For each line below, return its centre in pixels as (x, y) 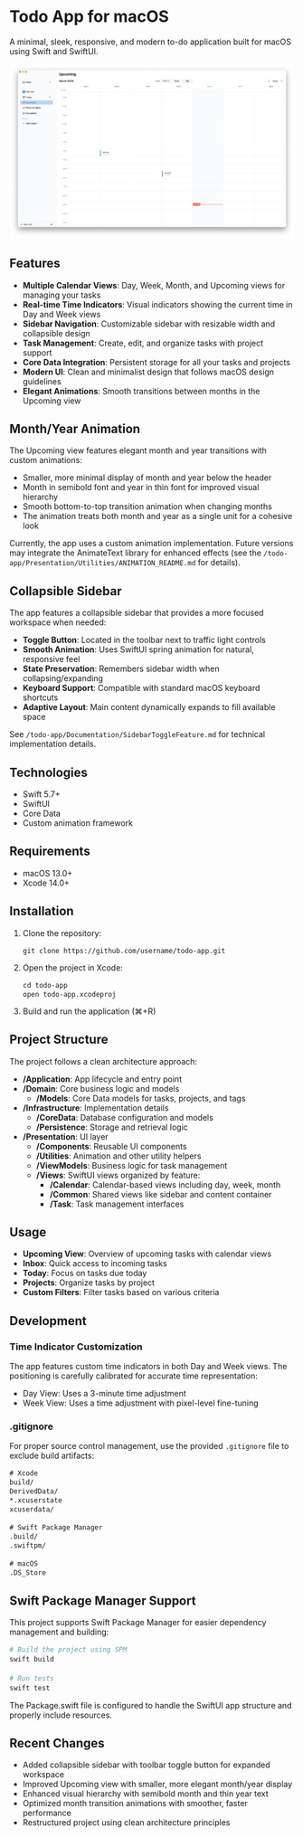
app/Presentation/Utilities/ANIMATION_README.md (103, 563)
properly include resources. (61, 1715)
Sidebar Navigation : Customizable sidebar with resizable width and (149, 324)
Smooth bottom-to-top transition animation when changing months (147, 507)
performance (47, 1813)
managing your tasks (62, 295)
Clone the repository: (62, 933)
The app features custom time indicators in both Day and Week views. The (148, 1367)
